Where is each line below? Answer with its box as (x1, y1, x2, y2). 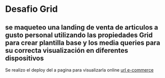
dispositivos (5, 54, 44, 62)
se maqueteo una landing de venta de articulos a (5, 23, 159, 32)
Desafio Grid (5, 3, 58, 15)
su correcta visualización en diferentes (5, 46, 128, 55)
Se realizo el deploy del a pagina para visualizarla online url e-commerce (5, 67, 154, 73)
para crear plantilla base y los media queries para (5, 39, 161, 47)
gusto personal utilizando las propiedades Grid (5, 31, 153, 39)
